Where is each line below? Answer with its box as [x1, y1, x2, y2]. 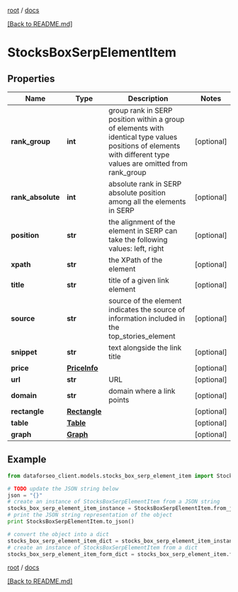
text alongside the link [108, 343, 182, 353]
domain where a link [108, 386, 176, 396]
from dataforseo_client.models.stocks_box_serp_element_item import [7, 472, 214, 479]
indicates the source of [108, 304, 186, 314]
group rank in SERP [108, 106, 173, 115]
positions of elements [108, 141, 181, 151]
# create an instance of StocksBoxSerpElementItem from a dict [7, 544, 198, 551]
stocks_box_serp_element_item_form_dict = [7, 550, 135, 558]
